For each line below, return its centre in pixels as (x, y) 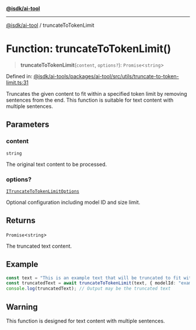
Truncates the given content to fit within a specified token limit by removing (97, 93)
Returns (21, 220)
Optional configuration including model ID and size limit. (73, 202)
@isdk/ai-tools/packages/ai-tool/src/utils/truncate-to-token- (106, 76)
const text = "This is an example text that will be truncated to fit (94, 278)
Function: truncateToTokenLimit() (89, 49)
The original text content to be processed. (56, 164)
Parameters (28, 125)
